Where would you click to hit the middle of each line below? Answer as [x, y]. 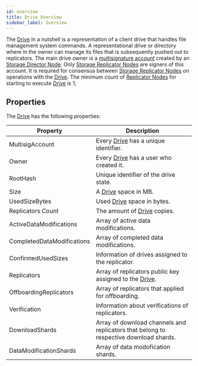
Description [143, 131]
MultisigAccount [32, 144]
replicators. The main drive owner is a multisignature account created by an [98, 58]
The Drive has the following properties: [53, 116]
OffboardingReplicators [42, 292]
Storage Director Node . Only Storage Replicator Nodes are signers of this [95, 64]
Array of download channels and [141, 323]
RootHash [23, 179]
